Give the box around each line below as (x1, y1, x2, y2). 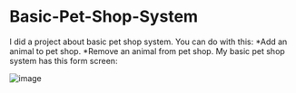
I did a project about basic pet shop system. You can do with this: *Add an (9, 36, 288, 47)
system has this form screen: (9, 55, 118, 66)
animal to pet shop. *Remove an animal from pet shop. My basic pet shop (9, 45, 286, 56)
